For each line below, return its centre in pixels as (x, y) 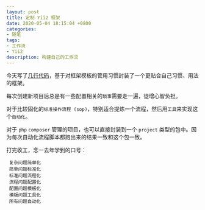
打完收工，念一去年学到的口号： (46, 150)
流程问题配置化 (25, 182)
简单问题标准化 (25, 169)
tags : (13, 40)
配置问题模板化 (25, 188)
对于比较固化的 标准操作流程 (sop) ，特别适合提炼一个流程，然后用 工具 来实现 (100, 109)
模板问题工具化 (25, 195)
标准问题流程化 (25, 175)
